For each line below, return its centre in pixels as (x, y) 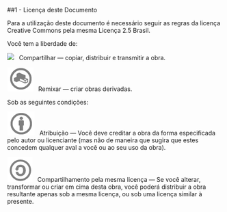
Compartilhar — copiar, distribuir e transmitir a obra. (92, 58)
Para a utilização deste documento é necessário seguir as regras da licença (114, 23)
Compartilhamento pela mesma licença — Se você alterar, (119, 180)
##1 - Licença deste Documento (52, 10)
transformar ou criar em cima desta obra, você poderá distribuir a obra (107, 187)
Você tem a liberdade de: (42, 43)
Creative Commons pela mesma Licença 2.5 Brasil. (79, 30)
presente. (21, 201)
